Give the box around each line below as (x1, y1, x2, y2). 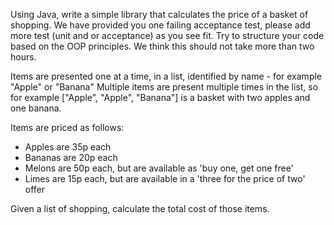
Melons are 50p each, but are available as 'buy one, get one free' (24, 162, 294, 174)
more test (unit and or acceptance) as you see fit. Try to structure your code (10, 30, 325, 41)
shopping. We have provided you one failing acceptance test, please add (10, 19, 311, 31)
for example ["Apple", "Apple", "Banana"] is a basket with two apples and (10, 92, 311, 103)
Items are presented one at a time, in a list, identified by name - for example (10, 70, 323, 82)
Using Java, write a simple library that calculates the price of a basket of (10, 9, 309, 20)
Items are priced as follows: (10, 122, 125, 133)
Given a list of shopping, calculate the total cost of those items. (10, 203, 270, 214)
